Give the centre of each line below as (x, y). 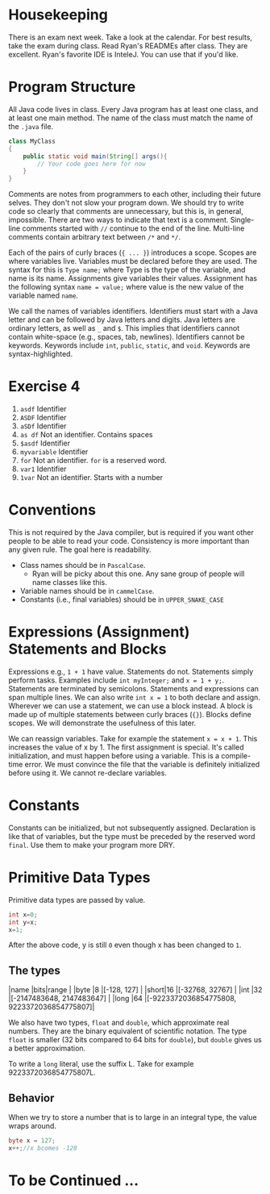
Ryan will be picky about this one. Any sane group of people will (138, 574)
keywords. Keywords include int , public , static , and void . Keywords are (129, 345)
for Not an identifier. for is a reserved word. (93, 461)
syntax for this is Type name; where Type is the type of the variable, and (127, 270)
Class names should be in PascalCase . (83, 565)
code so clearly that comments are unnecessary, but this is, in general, (126, 211)
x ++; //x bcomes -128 (43, 1148)
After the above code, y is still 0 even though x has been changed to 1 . (125, 945)
